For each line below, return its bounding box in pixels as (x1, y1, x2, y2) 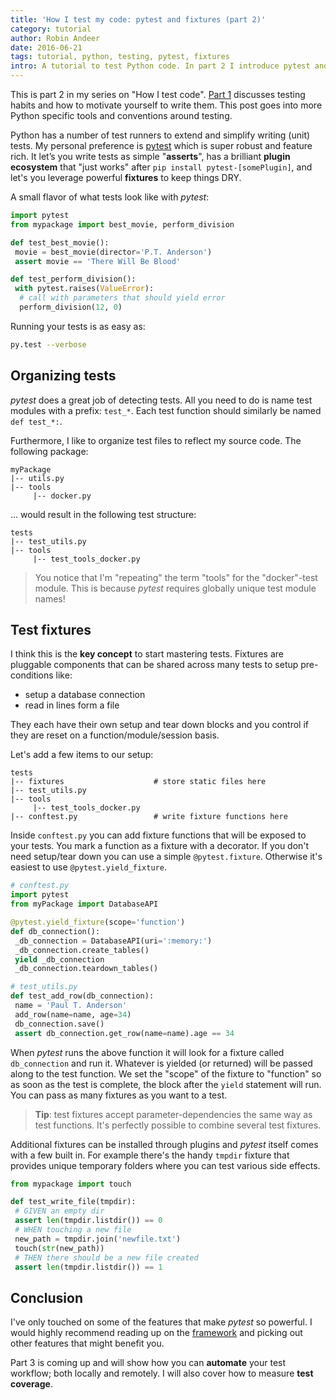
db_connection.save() (14, 1019, 105, 1029)
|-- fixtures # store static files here (10, 777, 267, 787)
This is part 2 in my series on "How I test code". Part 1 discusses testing (10, 89, 306, 100)
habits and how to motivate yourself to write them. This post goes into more (10, 99, 323, 111)
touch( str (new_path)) (14, 1243, 105, 1253)
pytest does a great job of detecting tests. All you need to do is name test (10, 394, 313, 406)
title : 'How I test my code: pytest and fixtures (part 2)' (10, 14, 267, 25)
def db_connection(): (10, 926, 101, 936)
